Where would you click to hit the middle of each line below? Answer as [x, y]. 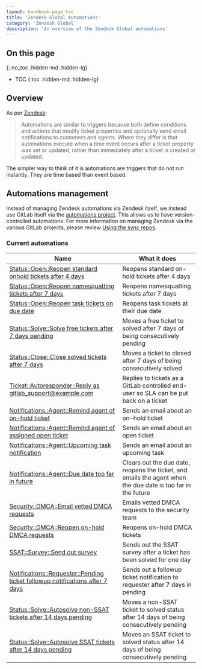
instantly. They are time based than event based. [67, 174]
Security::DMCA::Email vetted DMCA [61, 506]
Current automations [37, 243]
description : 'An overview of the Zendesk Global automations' [87, 29]
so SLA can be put [162, 393]
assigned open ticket [39, 435]
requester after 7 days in [157, 585]
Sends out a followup [152, 569]
